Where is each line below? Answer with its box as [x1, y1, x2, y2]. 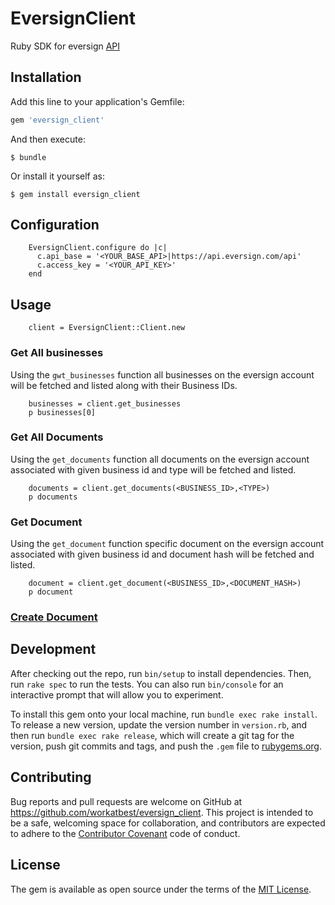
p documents [28, 492, 78, 502]
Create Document [10, 610, 98, 624]
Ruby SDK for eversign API [10, 40, 121, 52]
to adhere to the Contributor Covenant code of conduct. [10, 827, 241, 839]
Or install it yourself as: [10, 170, 105, 182]
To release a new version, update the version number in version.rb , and [10, 718, 308, 731]
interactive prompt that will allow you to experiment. [10, 688, 224, 701]
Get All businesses [10, 346, 104, 360]
